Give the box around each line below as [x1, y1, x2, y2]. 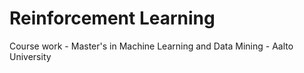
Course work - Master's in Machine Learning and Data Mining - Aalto [9, 40, 294, 52]
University [9, 50, 52, 62]
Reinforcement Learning [9, 7, 216, 30]
